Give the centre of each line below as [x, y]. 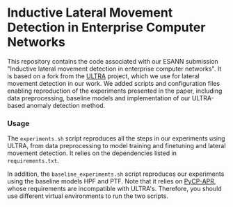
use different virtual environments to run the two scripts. [88, 196]
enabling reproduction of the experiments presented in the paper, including [115, 91]
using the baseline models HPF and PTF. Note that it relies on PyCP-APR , [112, 181]
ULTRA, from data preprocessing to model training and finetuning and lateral [116, 146]
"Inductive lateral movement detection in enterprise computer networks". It [114, 69]
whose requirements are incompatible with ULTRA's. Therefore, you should [114, 189]
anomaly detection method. [66, 105]
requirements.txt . [33, 161]
